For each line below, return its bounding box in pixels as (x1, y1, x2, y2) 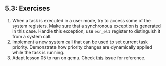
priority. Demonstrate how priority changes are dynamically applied (12, 44, 152, 50)
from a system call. (12, 33, 52, 39)
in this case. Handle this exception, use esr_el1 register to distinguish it (12, 28, 161, 34)
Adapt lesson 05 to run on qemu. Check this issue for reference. (12, 55, 146, 61)
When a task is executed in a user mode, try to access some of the (12, 17, 151, 23)
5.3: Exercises (5, 4, 50, 13)
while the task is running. (12, 49, 64, 55)
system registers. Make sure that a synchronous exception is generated (12, 23, 161, 29)
